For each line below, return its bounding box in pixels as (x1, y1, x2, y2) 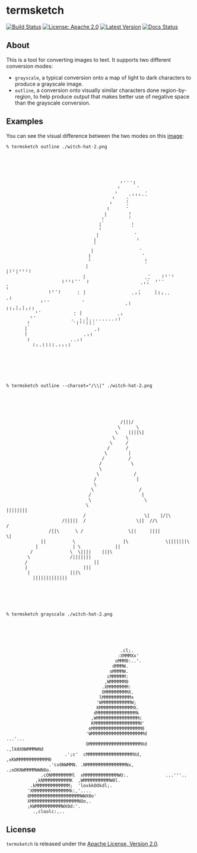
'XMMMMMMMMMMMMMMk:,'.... (27, 788, 92, 794)
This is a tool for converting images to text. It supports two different (6, 56, 171, 63)
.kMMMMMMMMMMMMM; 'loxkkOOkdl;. (30, 782, 113, 788)
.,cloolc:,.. (32, 808, 65, 814)
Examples (6, 116, 43, 126)
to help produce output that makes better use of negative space (33, 93, 190, 100)
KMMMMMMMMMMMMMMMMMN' (91, 720, 145, 726)
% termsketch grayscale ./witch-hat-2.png (6, 611, 113, 617)
